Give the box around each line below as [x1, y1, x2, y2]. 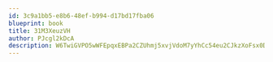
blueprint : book [8, 19, 63, 27]
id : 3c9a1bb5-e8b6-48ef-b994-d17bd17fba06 [8, 11, 154, 20]
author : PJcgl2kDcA [8, 34, 75, 43]
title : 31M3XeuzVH [8, 27, 71, 35]
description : [8, 42, 53, 50]
